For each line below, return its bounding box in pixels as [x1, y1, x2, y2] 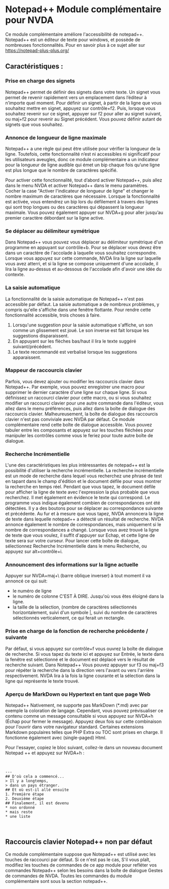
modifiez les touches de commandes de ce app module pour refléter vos [5, 862, 157, 868]
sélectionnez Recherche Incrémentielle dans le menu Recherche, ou [5, 543, 147, 549]
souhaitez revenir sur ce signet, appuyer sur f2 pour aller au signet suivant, [5, 110, 162, 116]
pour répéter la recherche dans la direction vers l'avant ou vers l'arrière [5, 667, 154, 673]
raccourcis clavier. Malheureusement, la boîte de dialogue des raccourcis [5, 411, 158, 417]
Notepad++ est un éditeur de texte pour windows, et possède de [5, 37, 141, 43]
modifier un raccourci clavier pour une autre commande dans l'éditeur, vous [5, 400, 164, 406]
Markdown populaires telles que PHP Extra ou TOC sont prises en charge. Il [5, 729, 163, 735]
